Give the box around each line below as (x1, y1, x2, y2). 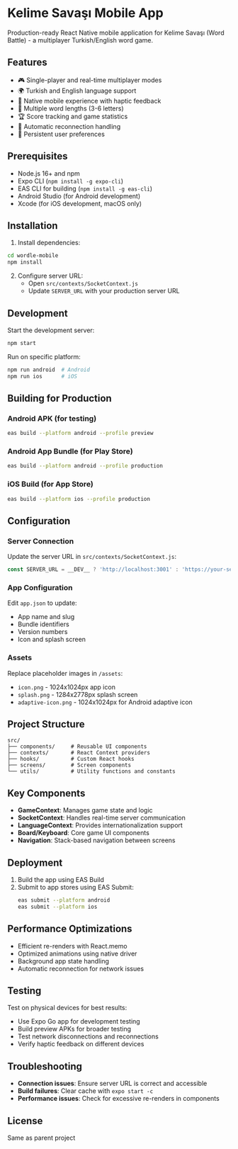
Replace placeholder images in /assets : (7, 669, 123, 677)
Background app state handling (17, 956, 110, 965)
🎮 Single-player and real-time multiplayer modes (17, 76, 162, 84)
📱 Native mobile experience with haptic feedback (17, 96, 161, 105)
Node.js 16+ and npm (17, 169, 80, 178)
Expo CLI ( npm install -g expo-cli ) (17, 176, 124, 185)
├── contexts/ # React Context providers (7, 749, 151, 757)
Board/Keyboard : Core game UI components (17, 829, 150, 837)
